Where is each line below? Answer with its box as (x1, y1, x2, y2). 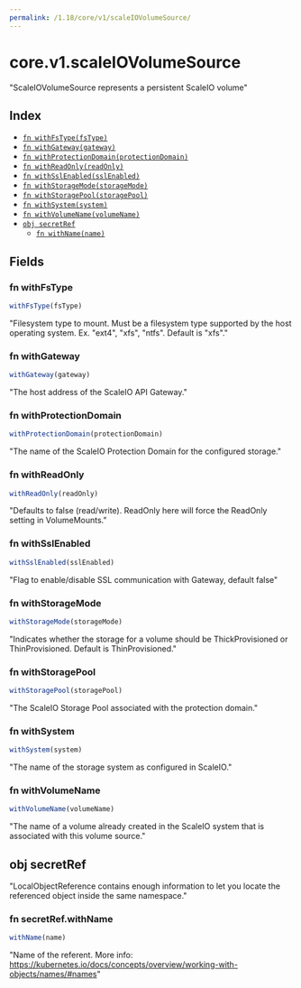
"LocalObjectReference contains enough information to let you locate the (9, 881, 281, 891)
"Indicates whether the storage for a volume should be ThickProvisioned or (9, 633, 288, 644)
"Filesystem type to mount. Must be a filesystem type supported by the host (9, 318, 292, 328)
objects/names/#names (9, 969, 97, 980)
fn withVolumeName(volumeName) (22, 210, 141, 219)
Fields (9, 254, 45, 269)
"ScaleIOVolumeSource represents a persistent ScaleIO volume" (9, 82, 248, 93)
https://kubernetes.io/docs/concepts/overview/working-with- (9, 959, 239, 970)
